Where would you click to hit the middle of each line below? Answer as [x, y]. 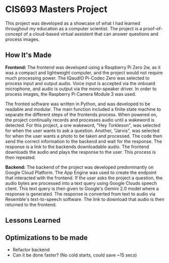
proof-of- [153, 28]
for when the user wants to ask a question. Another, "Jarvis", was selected [82, 130]
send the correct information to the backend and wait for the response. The [84, 141]
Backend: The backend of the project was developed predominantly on [79, 167]
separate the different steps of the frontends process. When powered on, [81, 114]
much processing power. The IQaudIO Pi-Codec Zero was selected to [77, 78]
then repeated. [21, 157]
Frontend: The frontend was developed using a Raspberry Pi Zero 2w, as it [83, 67]
